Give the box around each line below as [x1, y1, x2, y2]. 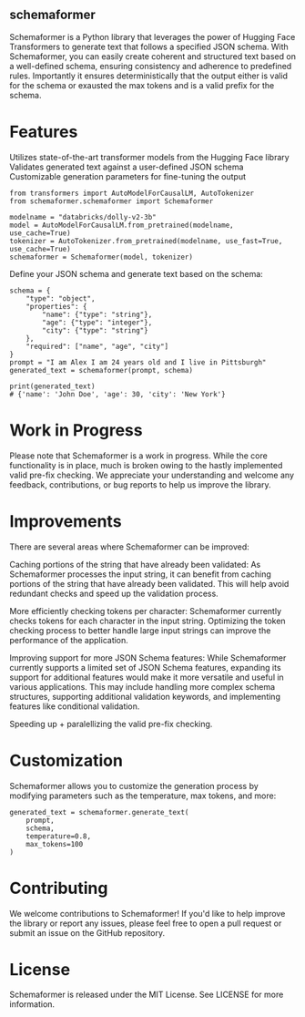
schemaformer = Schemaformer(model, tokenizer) [9, 252, 194, 262]
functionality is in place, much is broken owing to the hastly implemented [9, 459, 283, 470]
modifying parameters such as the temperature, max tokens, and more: [9, 790, 277, 801]
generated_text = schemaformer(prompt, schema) [9, 365, 194, 375]
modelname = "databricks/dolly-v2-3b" [9, 212, 157, 221]
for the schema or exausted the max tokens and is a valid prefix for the [9, 79, 275, 90]
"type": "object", [25, 293, 96, 303]
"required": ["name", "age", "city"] [25, 342, 169, 351]
